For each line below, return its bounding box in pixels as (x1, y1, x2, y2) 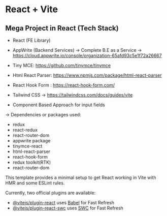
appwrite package (12, 138, 51, 143)
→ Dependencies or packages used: (5, 112, 81, 117)
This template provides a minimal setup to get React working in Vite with (5, 174, 156, 180)
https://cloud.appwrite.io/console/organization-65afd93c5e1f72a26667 (12, 52, 162, 58)
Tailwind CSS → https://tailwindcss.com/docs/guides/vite (12, 92, 133, 98)
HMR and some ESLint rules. (5, 180, 65, 186)
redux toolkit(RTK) (12, 159, 51, 165)
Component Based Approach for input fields (12, 102, 105, 108)
